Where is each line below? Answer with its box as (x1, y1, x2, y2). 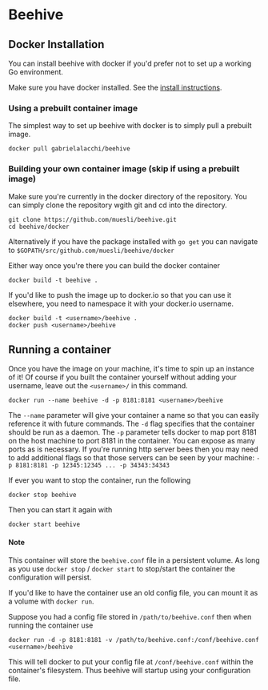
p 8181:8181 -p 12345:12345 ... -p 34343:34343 (8, 462, 170, 470)
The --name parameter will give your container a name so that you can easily (8, 411, 260, 420)
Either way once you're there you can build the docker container (8, 260, 220, 270)
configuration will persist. (8, 572, 92, 582)
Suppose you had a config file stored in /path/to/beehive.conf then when (8, 612, 252, 621)
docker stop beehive (8, 491, 78, 499)
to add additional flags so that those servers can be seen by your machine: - (8, 453, 261, 463)
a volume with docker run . (8, 596, 94, 606)
